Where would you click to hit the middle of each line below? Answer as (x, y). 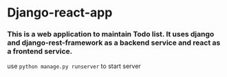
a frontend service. (40, 52)
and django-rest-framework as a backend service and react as (114, 43)
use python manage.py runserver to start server (74, 66)
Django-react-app (60, 13)
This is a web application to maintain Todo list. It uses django (111, 34)
